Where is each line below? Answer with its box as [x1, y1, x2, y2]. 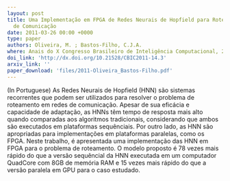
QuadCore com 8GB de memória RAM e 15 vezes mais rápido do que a [7, 158, 207, 167]
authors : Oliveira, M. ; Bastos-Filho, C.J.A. [7, 42, 142, 48]
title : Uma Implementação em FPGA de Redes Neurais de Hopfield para [7, 16, 210, 23]
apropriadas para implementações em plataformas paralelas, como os [7, 129, 205, 137]
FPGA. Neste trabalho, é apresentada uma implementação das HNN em [7, 137, 209, 145]
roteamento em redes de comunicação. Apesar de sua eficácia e [7, 100, 190, 109]
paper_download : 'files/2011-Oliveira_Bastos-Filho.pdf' [7, 67, 173, 74]
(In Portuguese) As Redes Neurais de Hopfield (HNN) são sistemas [7, 86, 196, 94]
